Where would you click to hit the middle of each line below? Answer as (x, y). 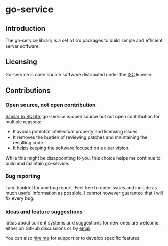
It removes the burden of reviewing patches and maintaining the (80, 137)
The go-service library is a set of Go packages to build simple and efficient (84, 40)
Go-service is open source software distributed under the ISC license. (79, 74)
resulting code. (29, 142)
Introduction (26, 28)
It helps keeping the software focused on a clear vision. (71, 148)
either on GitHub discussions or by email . (49, 228)
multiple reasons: (23, 122)
